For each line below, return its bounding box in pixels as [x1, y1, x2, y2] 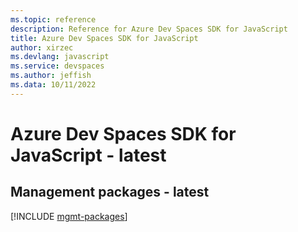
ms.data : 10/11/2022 [10, 80, 97, 90]
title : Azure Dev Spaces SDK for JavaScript [10, 33, 199, 43]
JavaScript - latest [10, 144, 167, 166]
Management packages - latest [10, 184, 210, 201]
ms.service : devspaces [10, 61, 105, 71]
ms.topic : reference [10, 14, 97, 25]
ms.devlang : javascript [10, 52, 110, 62]
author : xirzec [10, 42, 74, 53]
